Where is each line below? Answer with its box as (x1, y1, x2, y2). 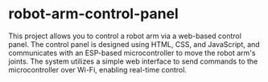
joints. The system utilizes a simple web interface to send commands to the (8, 57, 258, 66)
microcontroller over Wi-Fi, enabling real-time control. (8, 64, 188, 74)
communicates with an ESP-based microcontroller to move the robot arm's (8, 48, 256, 57)
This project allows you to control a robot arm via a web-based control (8, 31, 241, 41)
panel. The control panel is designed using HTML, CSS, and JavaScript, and (8, 39, 260, 49)
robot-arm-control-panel (8, 5, 179, 23)
